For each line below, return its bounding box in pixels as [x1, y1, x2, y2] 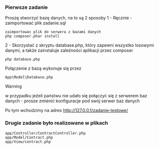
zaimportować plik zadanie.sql [5, 20, 66, 26]
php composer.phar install [5, 34, 60, 39]
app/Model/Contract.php [5, 135, 53, 140]
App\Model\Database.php [5, 75, 53, 80]
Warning [5, 83, 22, 89]
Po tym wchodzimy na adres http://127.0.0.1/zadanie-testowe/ [5, 108, 128, 113]
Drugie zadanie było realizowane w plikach [5, 120, 108, 127]
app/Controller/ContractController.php [5, 130, 86, 135]
